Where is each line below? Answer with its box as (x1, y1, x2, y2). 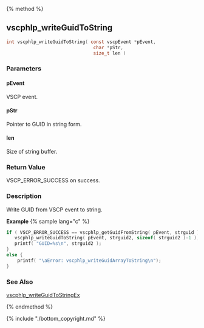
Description (6, 192, 42, 200)
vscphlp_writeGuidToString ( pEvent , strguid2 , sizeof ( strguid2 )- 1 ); (14, 235, 200, 241)
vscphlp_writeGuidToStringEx (6, 291, 80, 298)
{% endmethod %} (6, 303, 53, 310)
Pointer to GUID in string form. (6, 120, 82, 128)
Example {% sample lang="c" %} (6, 217, 90, 225)
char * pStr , (93, 44, 123, 50)
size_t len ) (93, 50, 126, 56)
